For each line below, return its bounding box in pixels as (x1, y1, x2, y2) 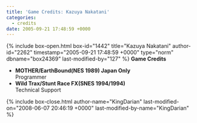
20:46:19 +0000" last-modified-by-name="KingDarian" (51, 104, 190, 112)
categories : (6, 15, 36, 21)
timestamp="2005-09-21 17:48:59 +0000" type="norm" (33, 49, 174, 56)
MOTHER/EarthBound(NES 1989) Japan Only (15, 67, 131, 75)
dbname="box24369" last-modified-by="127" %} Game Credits (6, 55, 167, 62)
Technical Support (15, 86, 62, 94)
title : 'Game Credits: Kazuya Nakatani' (6, 8, 110, 15)
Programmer (15, 73, 47, 81)
